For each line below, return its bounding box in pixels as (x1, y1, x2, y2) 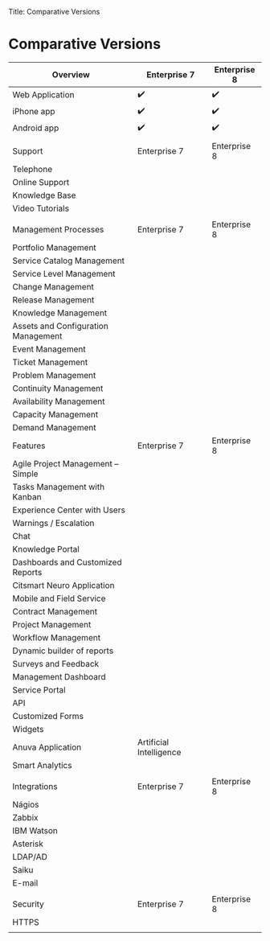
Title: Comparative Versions (8, 7, 100, 16)
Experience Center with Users (12, 504, 126, 516)
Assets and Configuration (12, 320, 108, 331)
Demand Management (12, 421, 96, 433)
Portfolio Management (12, 241, 96, 253)
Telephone (12, 163, 53, 175)
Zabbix (12, 812, 39, 823)
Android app (12, 122, 59, 134)
